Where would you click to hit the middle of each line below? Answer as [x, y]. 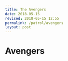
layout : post [18, 27]
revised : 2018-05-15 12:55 [32, 18]
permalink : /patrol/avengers [34, 23]
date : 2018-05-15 [22, 14]
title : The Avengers [26, 9]
